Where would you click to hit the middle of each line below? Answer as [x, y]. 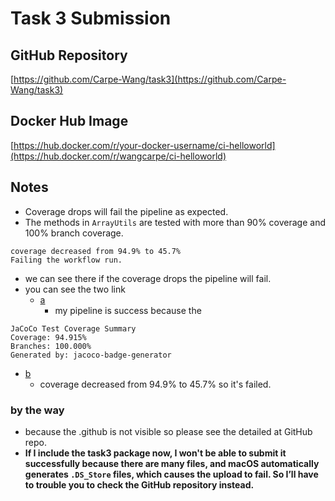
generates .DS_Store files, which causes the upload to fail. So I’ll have [171, 474]
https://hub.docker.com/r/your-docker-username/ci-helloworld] [144, 145]
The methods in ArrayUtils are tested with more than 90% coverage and [175, 222]
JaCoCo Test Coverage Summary [73, 328]
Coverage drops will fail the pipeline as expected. [126, 211]
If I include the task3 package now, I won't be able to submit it [155, 453]
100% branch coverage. [74, 233]
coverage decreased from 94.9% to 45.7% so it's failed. [155, 384]
